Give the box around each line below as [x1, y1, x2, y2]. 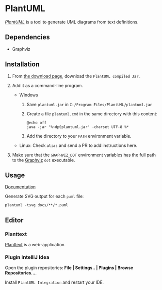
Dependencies [5, 33, 50, 41]
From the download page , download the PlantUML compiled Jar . [12, 73, 140, 79]
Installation [5, 60, 40, 69]
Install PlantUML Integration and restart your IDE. [5, 279, 104, 285]
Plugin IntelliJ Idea [5, 254, 49, 260]
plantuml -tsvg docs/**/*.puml [5, 203, 68, 208]
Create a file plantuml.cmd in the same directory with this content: [26, 110, 158, 117]
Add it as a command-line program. [12, 82, 83, 88]
